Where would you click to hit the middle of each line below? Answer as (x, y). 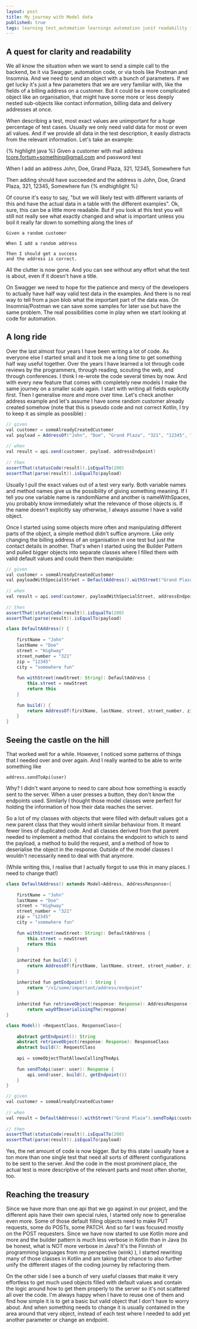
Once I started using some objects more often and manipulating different (94, 527)
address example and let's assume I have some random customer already (95, 401)
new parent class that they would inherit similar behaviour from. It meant (94, 824)
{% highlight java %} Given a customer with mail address (75, 151)
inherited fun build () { (47, 960)
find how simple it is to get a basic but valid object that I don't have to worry (98, 1301)
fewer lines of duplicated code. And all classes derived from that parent (92, 831)
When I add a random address (42, 244)
